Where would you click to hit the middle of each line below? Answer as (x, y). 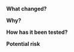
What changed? (26, 9)
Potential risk (23, 44)
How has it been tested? (37, 32)
